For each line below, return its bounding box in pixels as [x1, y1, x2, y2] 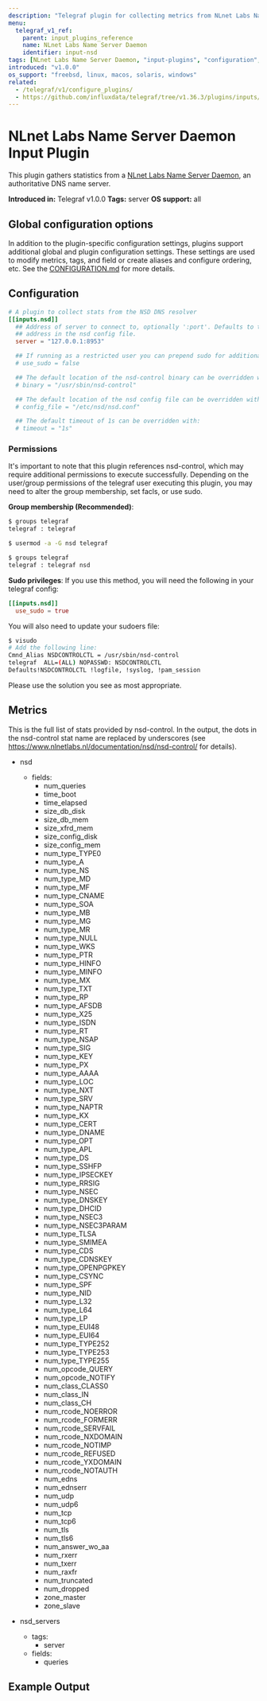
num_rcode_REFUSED [43, 1449, 116, 1458]
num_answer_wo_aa [43, 1541, 110, 1551]
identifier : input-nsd [22, 49, 98, 56]
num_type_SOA [43, 899, 94, 909]
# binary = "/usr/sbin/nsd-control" [15, 381, 137, 389]
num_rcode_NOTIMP [43, 1440, 112, 1450]
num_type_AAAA [43, 1068, 99, 1078]
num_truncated [43, 1575, 94, 1585]
